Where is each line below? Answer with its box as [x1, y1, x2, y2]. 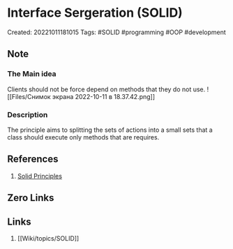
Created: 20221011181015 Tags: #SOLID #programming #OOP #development [7, 28, 227, 36]
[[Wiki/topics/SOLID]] [17, 234, 80, 242]
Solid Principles [17, 172, 63, 180]
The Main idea [7, 69, 57, 79]
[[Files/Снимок [7, 92, 51, 100]
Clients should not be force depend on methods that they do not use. [7, 85, 206, 93]
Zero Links [7, 192, 54, 204]
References [7, 153, 59, 165]
